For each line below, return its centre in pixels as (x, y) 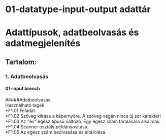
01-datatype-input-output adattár (78, 9)
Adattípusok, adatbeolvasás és (72, 33)
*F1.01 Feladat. (21, 111)
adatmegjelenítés (43, 43)
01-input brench (23, 89)
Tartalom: (21, 62)
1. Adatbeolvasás (27, 76)
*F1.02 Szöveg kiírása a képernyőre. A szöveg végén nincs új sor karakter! (83, 116)
